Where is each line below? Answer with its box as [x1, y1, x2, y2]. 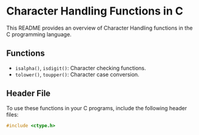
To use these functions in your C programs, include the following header [6, 104, 187, 111]
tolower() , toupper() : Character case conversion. [15, 71, 140, 78]
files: [6, 111, 19, 118]
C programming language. [6, 30, 72, 38]
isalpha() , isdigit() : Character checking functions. [15, 64, 147, 71]
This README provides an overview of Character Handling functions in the [6, 24, 193, 31]
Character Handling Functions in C [6, 4, 183, 18]
